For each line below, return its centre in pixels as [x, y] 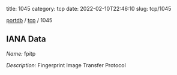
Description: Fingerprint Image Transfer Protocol [66, 65]
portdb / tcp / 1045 [29, 20]
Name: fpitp [21, 53]
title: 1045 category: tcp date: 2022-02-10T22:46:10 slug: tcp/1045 [89, 9]
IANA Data [26, 39]
